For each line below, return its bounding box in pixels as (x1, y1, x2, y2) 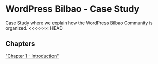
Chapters (5, 40, 35, 48)
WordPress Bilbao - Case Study (5, 3, 140, 15)
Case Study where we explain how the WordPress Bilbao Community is (5, 20, 153, 26)
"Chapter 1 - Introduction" (5, 53, 59, 59)
